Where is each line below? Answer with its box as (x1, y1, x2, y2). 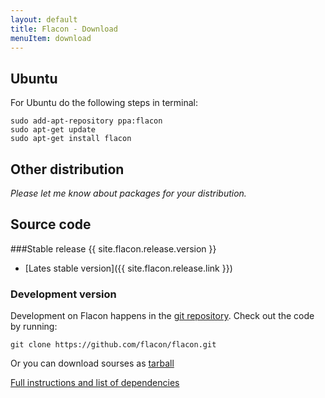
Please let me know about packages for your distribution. (10, 187, 247, 199)
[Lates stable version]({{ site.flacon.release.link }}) (24, 262, 233, 274)
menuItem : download (10, 33, 92, 43)
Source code (10, 216, 92, 233)
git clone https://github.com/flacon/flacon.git (10, 340, 217, 350)
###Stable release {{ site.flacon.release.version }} (10, 242, 217, 255)
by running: (10, 321, 58, 333)
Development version (10, 287, 117, 301)
